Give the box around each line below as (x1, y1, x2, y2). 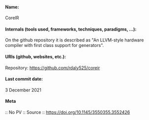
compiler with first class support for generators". (5, 42, 104, 48)
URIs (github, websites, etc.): (5, 54, 66, 59)
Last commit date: (5, 76, 43, 82)
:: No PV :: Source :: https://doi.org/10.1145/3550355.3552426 (5, 109, 130, 116)
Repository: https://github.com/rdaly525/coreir (5, 65, 100, 71)
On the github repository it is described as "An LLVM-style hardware (5, 37, 144, 43)
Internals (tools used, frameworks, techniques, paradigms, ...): (5, 26, 137, 32)
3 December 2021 (5, 87, 41, 93)
